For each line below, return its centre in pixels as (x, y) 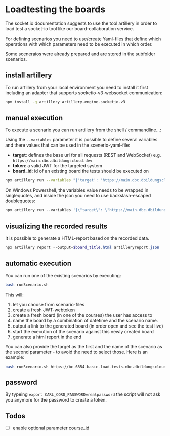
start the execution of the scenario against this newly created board (83, 331)
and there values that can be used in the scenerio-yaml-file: (68, 145)
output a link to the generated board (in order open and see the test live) (88, 326)
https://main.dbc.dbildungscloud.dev (52, 161)
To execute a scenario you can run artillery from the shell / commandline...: (83, 130)
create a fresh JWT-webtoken (44, 310)
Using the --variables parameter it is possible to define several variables (81, 140)
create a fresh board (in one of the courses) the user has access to (82, 315)
